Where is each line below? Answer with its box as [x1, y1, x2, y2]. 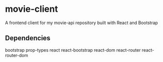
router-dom [5, 52, 28, 58]
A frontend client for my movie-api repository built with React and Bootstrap [5, 20, 158, 26]
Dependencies [5, 34, 50, 42]
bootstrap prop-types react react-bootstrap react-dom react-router [5, 47, 141, 53]
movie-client [5, 3, 58, 15]
